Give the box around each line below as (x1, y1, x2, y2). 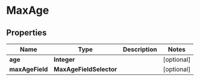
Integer (54, 55, 75, 64)
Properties (6, 28, 47, 38)
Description (122, 46, 158, 53)
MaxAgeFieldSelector (54, 65, 117, 73)
